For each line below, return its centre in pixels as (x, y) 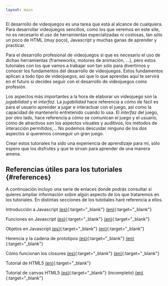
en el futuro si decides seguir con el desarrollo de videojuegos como (76, 81)
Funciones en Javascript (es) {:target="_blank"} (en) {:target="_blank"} (78, 219)
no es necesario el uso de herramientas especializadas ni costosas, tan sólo (84, 34)
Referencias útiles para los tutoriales (64, 169)
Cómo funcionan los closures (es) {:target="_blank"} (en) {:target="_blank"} (82, 254)
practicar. (15, 45)
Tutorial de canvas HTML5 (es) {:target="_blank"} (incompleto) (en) (75, 273)
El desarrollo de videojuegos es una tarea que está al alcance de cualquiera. (84, 24)
